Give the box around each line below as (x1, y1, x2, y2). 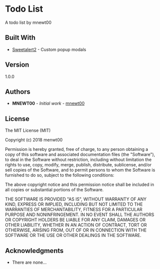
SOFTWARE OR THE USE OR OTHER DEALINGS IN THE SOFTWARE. (5, 233, 142, 238)
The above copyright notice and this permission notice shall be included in (5, 181, 154, 188)
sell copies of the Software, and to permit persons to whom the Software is (5, 167, 156, 173)
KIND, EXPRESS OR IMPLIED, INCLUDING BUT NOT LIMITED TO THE (5, 201, 143, 207)
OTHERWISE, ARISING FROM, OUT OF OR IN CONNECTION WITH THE (5, 227, 147, 233)
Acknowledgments (5, 247, 64, 255)
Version (5, 61, 29, 69)
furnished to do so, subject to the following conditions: (5, 172, 114, 178)
